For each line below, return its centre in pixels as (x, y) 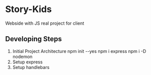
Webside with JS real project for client (45, 23)
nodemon (22, 56)
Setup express (27, 62)
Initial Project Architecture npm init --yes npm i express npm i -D (79, 51)
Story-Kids (28, 9)
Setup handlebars (31, 67)
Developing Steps (33, 39)
